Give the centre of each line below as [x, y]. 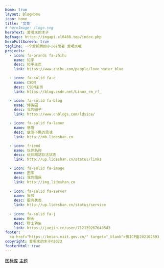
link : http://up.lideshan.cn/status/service [60, 205]
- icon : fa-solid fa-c [33, 78]
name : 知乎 [24, 60]
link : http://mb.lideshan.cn [44, 137]
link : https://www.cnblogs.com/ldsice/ [55, 114]
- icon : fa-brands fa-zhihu [38, 55]
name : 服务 [24, 196]
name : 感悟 [24, 128]
